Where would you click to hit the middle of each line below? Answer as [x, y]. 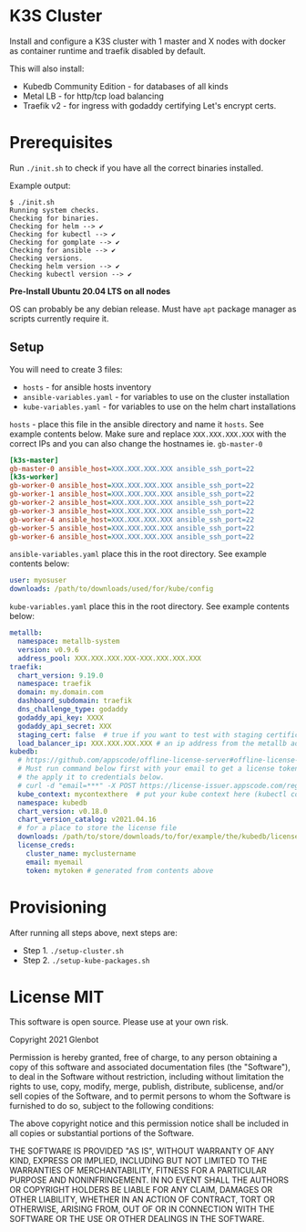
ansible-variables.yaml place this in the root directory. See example [138, 554]
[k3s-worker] [34, 477]
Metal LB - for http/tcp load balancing [93, 96]
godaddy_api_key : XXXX [61, 718]
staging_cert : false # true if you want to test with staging [140, 735]
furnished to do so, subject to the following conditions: [112, 1106]
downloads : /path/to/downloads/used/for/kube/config [112, 589]
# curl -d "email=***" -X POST [77, 785]
